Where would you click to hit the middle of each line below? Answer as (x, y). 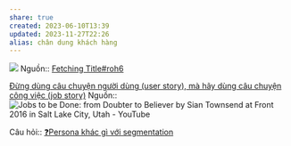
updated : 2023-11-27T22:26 (59, 34)
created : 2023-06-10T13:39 (59, 26)
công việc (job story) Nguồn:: (63, 95)
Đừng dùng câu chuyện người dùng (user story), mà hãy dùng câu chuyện (145, 86)
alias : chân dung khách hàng (63, 42)
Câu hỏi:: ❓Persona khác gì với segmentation (91, 132)
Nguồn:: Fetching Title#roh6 (72, 69)
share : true (31, 17)
